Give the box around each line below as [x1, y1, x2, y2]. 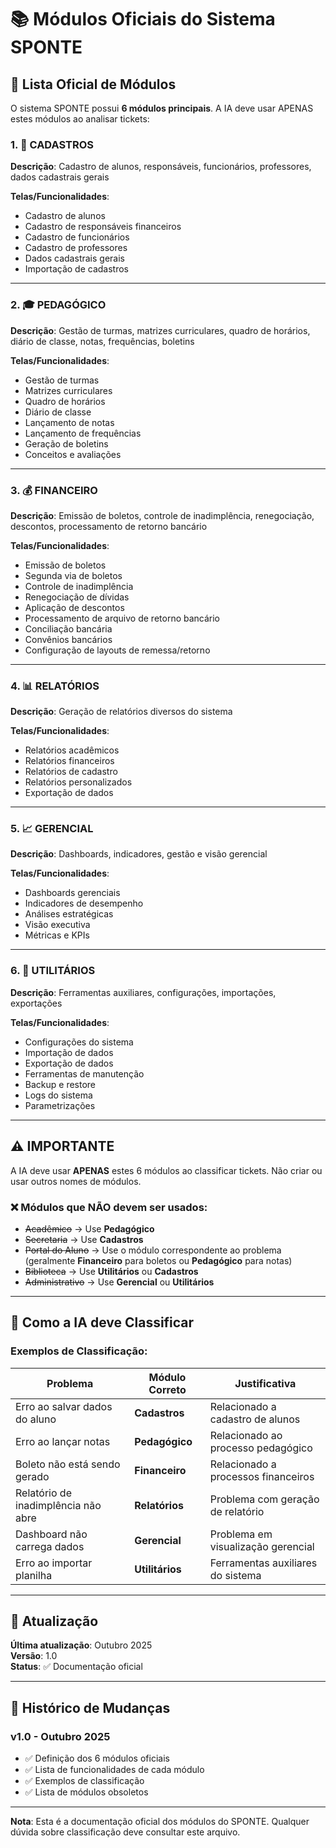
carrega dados [15, 1539, 85, 1553]
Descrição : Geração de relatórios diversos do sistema [10, 706, 233, 718]
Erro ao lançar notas [15, 1434, 111, 1448]
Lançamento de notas [24, 416, 115, 428]
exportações [10, 997, 63, 1009]
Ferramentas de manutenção [24, 1067, 145, 1080]
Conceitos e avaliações [24, 448, 122, 460]
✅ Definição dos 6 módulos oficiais [24, 1752, 170, 1765]
